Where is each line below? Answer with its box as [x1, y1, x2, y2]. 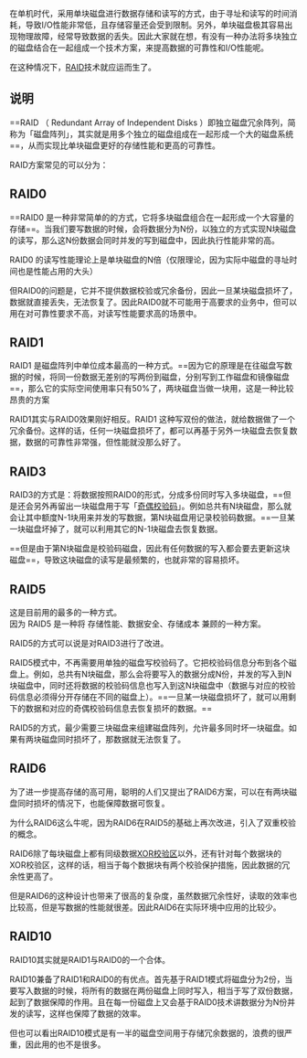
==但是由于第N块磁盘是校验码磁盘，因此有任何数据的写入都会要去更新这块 [9, 543, 291, 554]
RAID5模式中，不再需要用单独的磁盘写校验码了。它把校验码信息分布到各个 [9, 657, 290, 668]
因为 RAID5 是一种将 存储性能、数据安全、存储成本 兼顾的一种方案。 [9, 618, 267, 629]
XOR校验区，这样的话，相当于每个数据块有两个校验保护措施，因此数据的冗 [9, 859, 291, 871]
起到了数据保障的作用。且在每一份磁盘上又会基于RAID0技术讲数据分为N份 [9, 996, 288, 1008]
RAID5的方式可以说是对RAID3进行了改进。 [9, 638, 169, 649]
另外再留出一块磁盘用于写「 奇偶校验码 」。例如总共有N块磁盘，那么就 [33, 501, 292, 512]
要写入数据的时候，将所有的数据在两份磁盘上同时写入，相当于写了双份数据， [9, 985, 298, 996]
